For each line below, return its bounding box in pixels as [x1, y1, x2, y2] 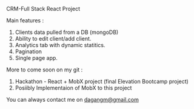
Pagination [15, 48, 42, 55]
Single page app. [15, 54, 58, 61]
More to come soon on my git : [6, 66, 83, 73]
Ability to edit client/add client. [15, 35, 92, 42]
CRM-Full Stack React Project [6, 5, 81, 12]
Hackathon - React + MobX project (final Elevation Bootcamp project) [15, 78, 189, 85]
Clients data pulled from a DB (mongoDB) [15, 28, 119, 36]
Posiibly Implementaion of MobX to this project [15, 84, 132, 91]
